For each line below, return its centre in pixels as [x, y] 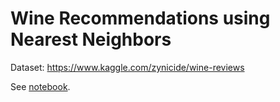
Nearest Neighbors [91, 39]
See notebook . [40, 86]
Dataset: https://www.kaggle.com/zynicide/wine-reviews [127, 67]
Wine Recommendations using [140, 18]
